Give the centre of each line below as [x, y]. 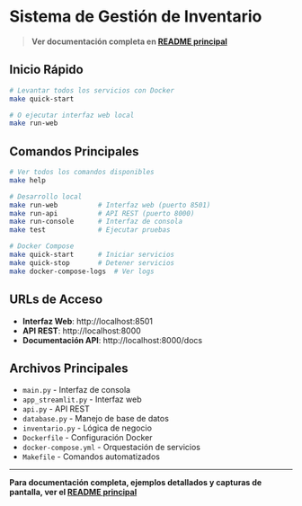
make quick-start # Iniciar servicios [92, 255]
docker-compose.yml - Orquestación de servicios [111, 448]
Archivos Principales [69, 368]
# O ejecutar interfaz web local [72, 115]
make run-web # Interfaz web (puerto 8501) [110, 205]
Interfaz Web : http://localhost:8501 [87, 321]
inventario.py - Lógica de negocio [87, 428]
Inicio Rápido [46, 70]
